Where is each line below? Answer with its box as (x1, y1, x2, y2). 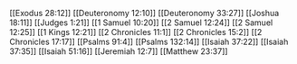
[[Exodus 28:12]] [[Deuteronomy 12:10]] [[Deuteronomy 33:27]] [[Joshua (9, 8, 280, 18)
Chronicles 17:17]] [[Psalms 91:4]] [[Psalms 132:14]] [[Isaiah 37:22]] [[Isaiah (9, 36, 289, 47)
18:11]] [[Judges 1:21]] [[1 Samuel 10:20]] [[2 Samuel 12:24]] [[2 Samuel (9, 17, 273, 28)
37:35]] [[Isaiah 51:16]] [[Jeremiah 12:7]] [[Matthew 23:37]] (9, 46, 228, 57)
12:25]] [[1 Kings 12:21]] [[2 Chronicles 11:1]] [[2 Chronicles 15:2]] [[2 (9, 27, 263, 37)
